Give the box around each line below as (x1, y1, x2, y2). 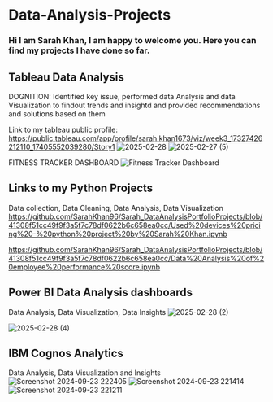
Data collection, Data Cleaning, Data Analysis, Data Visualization (8, 203, 223, 212)
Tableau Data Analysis (8, 70, 124, 84)
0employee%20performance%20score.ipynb (8, 262, 161, 272)
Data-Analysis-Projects (8, 6, 171, 24)
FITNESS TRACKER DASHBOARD (8, 157, 119, 168)
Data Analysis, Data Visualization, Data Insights (8, 307, 167, 317)
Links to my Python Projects (8, 181, 154, 195)
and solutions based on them (8, 108, 106, 119)
